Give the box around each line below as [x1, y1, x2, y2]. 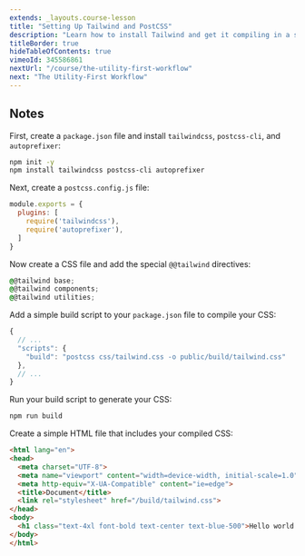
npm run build [9, 412, 64, 421]
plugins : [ [17, 208, 59, 218]
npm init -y [9, 157, 54, 166]
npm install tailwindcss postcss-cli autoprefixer [9, 165, 205, 175]
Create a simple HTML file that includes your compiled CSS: [9, 428, 233, 439]
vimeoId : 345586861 [9, 55, 84, 65]
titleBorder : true [9, 38, 79, 48]
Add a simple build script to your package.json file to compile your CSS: [9, 310, 277, 321]
